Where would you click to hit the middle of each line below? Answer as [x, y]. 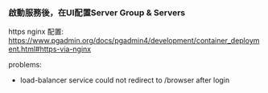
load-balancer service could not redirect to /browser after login [125, 80]
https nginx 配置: [36, 32]
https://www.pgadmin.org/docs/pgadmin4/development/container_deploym [134, 41]
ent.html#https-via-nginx [49, 49]
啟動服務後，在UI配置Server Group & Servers [97, 12]
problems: [25, 65]
